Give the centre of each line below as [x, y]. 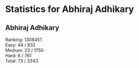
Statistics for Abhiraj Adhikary [70, 9]
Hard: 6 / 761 [18, 55]
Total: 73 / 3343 [22, 61]
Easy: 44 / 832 [21, 45]
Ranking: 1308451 [23, 39]
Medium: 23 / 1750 [25, 50]
